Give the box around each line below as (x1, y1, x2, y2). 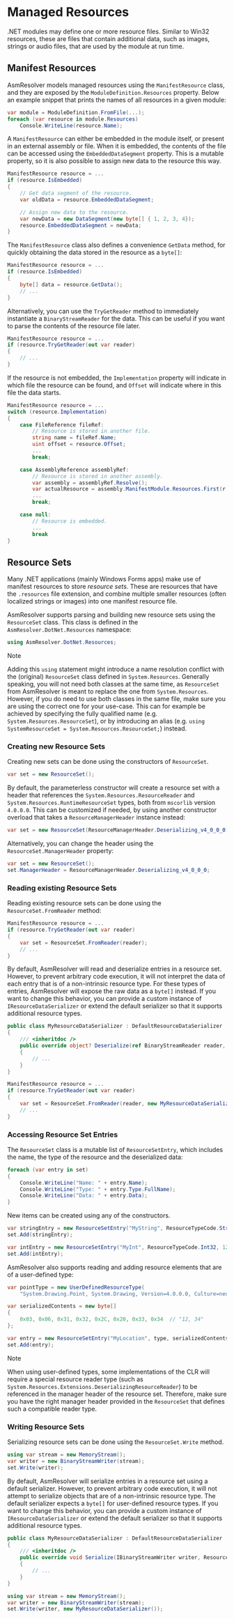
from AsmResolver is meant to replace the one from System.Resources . (7, 687, 209, 696)
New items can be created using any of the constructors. (7, 1211, 171, 1220)
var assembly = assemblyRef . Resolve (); (32, 479, 148, 486)
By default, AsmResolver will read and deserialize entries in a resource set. (7, 965, 221, 973)
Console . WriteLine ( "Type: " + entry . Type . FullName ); (19, 1186, 176, 1192)
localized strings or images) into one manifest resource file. (7, 597, 178, 606)
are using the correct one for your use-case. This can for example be (7, 702, 205, 711)
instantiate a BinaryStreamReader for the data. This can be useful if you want (7, 314, 225, 323)
